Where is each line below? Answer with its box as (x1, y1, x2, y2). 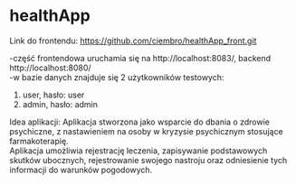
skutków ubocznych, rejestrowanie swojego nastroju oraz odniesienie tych (9, 154, 288, 165)
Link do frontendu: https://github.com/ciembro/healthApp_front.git (9, 35, 257, 46)
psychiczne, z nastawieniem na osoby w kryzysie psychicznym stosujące (9, 125, 283, 136)
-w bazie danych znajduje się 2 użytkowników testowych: (9, 71, 224, 82)
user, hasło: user (22, 89, 85, 100)
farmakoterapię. (9, 135, 70, 146)
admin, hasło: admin (22, 98, 98, 109)
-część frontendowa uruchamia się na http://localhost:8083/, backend (9, 52, 272, 63)
